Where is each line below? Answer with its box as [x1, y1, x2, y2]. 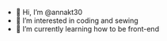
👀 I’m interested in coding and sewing [15, 16, 139, 25]
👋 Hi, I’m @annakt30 [15, 8, 83, 17]
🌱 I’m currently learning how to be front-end [15, 24, 160, 33]
